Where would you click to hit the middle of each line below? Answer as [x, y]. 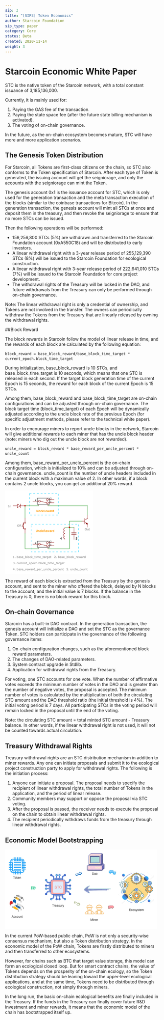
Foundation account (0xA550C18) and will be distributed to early [77, 243]
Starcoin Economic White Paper [71, 71]
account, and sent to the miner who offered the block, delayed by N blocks [81, 586]
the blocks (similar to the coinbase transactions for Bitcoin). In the [71, 203]
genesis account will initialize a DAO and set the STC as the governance [78, 629]
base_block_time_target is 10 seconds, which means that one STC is [74, 373]
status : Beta [18, 36]
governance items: [24, 639]
